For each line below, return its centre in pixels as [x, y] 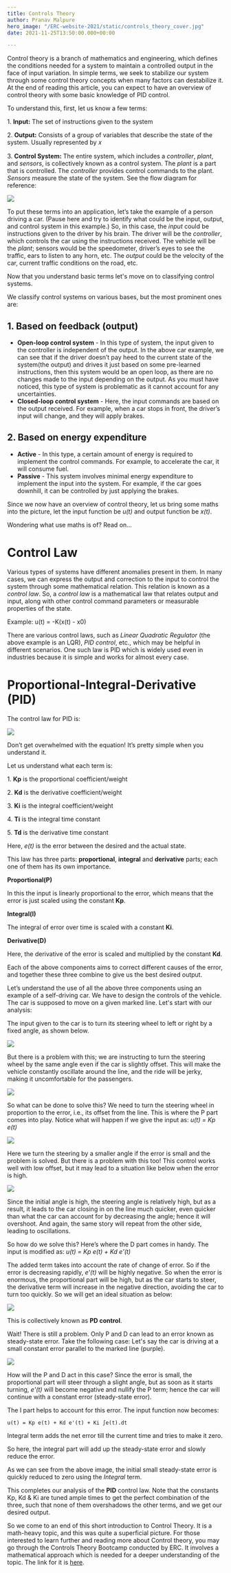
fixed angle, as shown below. [48, 1031]
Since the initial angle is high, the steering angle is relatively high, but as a [112, 1201]
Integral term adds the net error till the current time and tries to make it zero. [115, 1435]
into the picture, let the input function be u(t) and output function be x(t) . [110, 511]
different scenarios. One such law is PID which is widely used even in [105, 649]
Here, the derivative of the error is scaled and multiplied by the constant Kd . [115, 954]
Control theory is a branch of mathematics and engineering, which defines [112, 59]
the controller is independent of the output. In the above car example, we [120, 350]
